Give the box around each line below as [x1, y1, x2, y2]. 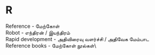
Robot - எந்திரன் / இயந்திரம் [5, 29, 70, 36]
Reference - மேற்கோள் [5, 23, 60, 30]
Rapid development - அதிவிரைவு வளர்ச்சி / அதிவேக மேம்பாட [5, 35, 149, 42]
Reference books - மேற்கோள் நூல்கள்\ [5, 42, 96, 49]
